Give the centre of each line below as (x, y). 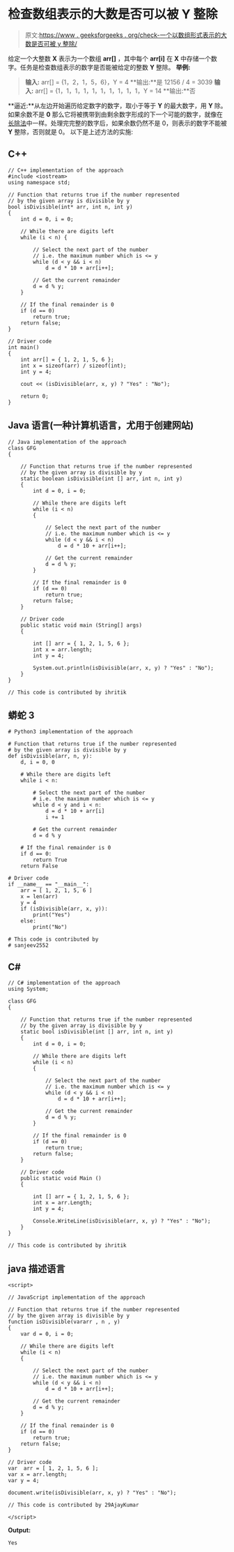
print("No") (50, 927)
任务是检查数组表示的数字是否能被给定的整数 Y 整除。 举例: (105, 67)
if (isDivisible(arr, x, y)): (64, 909)
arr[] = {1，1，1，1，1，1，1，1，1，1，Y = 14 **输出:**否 (115, 91)
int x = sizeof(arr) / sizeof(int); (74, 366)
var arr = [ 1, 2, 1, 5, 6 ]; (53, 1468)
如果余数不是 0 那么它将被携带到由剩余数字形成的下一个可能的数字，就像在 (116, 114)
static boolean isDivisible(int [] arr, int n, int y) (102, 479)
